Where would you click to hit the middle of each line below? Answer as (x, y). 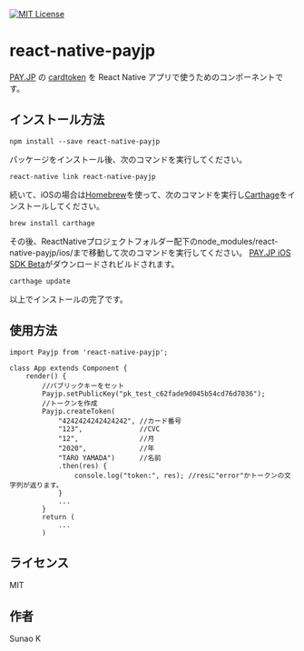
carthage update (40, 281)
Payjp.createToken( (79, 411)
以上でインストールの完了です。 (69, 299)
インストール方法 (57, 120)
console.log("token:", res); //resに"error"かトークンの (179, 476)
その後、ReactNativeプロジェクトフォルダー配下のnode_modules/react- (144, 241)
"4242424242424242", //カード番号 (119, 421)
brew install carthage (52, 223)
